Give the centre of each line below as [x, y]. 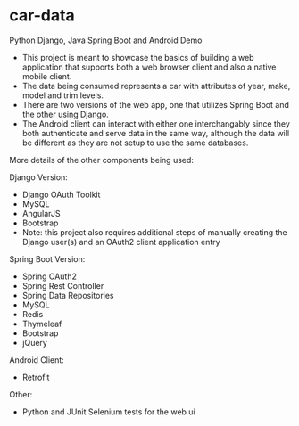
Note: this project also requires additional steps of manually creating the [154, 232]
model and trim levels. [63, 95]
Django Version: [39, 177]
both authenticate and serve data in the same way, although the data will [156, 133]
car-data [42, 16]
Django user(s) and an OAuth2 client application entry [121, 242]
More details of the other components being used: [102, 160]
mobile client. [47, 76]
